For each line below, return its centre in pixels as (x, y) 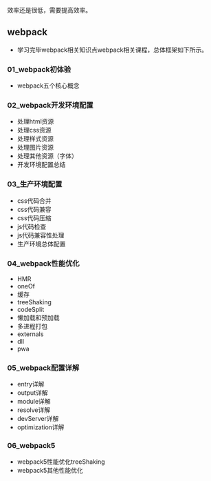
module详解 (34, 402)
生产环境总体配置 (41, 244)
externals (30, 334)
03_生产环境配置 (35, 184)
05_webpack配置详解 (43, 368)
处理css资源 (34, 130)
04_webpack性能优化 (44, 263)
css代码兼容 (34, 209)
